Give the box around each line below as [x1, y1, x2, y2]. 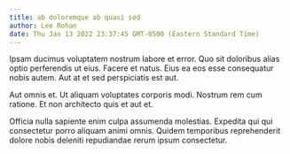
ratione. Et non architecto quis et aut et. [9, 99, 153, 110]
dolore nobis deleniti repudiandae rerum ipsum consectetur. [9, 135, 228, 146]
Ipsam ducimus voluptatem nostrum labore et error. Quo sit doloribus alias [9, 54, 280, 65]
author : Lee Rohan [9, 21, 77, 30]
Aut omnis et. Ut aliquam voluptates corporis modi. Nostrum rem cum [9, 89, 263, 100]
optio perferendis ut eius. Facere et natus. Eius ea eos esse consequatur [9, 63, 274, 73]
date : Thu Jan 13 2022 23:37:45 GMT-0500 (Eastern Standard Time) [9, 29, 260, 38]
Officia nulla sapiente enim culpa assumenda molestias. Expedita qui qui [9, 116, 273, 127]
